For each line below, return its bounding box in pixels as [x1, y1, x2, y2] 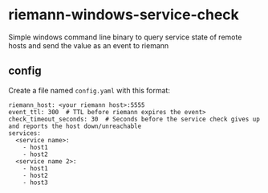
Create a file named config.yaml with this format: [8, 85, 171, 95]
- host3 [22, 179, 48, 187]
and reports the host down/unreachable [8, 122, 142, 130]
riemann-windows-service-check [8, 6, 239, 24]
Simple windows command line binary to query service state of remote [8, 32, 242, 42]
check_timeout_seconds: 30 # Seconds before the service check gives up [8, 115, 261, 123]
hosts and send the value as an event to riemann [8, 40, 169, 50]
